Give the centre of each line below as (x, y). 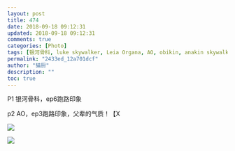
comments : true (29, 40)
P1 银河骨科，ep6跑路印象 (44, 99)
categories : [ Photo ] (37, 46)
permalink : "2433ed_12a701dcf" (53, 59)
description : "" (31, 72)
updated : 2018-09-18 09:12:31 (51, 33)
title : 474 (23, 20)
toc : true (22, 78)
